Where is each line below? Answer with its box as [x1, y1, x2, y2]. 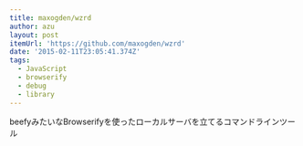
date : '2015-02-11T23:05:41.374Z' [9, 47, 141, 57]
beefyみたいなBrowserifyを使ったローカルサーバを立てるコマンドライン [9, 116, 280, 127]
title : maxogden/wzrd [9, 13, 92, 23]
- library [17, 89, 55, 99]
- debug [17, 81, 47, 90]
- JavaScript [17, 65, 68, 74]
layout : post [9, 30, 59, 39]
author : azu [9, 22, 55, 31]
